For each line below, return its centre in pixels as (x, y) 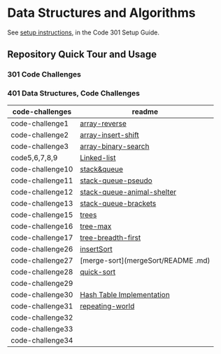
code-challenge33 (42, 329)
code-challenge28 (42, 272)
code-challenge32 (42, 317)
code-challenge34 (42, 340)
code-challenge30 (42, 294)
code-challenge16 (42, 226)
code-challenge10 (42, 169)
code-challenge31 (42, 306)
